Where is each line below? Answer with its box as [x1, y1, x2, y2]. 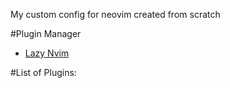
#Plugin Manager [10, 28, 82, 39]
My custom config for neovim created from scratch [10, 9, 221, 20]
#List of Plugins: [10, 67, 77, 78]
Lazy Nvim [24, 47, 70, 59]
